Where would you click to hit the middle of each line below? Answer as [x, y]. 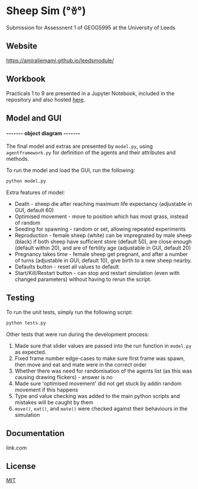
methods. [18, 159]
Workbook [26, 79]
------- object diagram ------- [43, 133]
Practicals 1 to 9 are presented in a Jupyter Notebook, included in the [90, 93]
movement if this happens [46, 390]
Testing [20, 298]
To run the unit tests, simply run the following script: [69, 312]
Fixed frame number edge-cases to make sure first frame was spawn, [100, 358]
